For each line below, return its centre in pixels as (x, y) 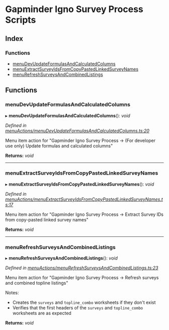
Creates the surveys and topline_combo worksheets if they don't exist (84, 302)
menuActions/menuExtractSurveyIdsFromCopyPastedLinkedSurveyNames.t (84, 199)
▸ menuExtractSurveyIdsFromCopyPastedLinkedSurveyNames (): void (80, 184)
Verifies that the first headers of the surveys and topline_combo (78, 308)
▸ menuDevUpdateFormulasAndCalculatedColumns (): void (68, 115)
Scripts (21, 20)
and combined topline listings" (37, 283)
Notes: (12, 293)
